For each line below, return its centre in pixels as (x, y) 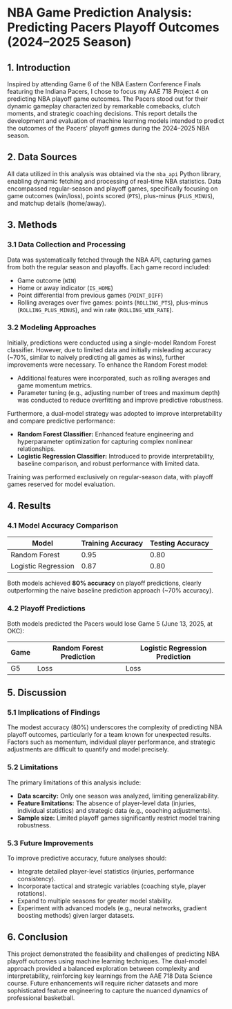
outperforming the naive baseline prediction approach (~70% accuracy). (110, 590)
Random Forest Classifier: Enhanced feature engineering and (105, 434)
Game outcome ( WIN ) (47, 280)
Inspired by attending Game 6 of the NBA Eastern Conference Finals (104, 84)
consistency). (37, 879)
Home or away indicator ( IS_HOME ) (65, 287)
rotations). (32, 894)
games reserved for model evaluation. (61, 484)
